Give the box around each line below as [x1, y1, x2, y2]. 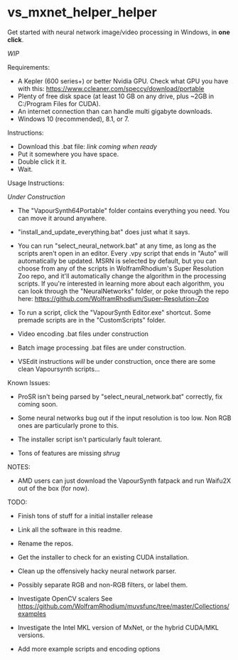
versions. [17, 631, 45, 639]
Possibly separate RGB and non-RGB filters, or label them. [17, 580, 188, 589]
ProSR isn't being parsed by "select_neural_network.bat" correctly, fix [17, 392, 223, 401]
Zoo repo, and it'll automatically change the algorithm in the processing [17, 271, 227, 280]
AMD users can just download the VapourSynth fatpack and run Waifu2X [17, 476, 232, 485]
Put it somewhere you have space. [17, 150, 119, 158]
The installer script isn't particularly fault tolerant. [17, 435, 162, 444]
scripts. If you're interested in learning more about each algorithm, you [17, 279, 225, 288]
